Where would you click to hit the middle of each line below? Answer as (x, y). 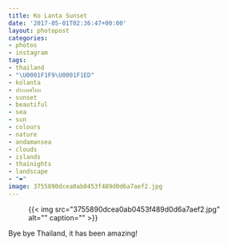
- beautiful (28, 105)
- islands (25, 157)
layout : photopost (39, 30)
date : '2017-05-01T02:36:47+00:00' (68, 23)
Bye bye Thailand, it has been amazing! (73, 233)
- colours (25, 127)
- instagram (28, 53)
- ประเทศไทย (25, 90)
